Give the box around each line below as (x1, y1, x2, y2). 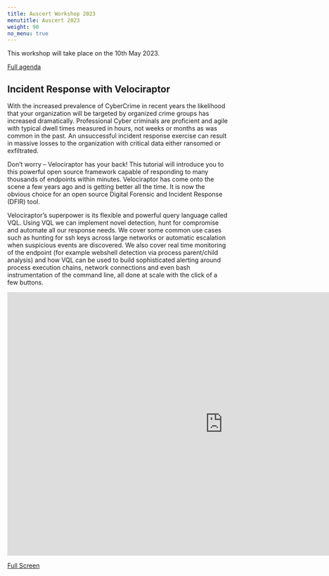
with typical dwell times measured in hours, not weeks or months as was (7, 124, 218, 133)
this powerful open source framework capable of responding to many (7, 168, 209, 176)
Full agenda (7, 63, 41, 71)
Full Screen (7, 561, 40, 570)
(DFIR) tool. (7, 197, 40, 206)
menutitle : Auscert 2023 (7, 17, 80, 24)
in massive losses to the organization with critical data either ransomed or (7, 139, 221, 148)
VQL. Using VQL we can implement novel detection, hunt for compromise (7, 218, 219, 227)
